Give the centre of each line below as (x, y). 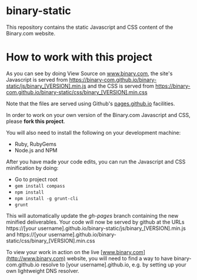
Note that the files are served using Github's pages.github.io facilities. (91, 104)
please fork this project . (36, 121)
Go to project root (36, 179)
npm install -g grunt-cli (46, 198)
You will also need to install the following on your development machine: (94, 132)
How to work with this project (79, 57)
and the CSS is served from (121, 86)
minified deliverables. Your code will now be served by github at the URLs (95, 222)
